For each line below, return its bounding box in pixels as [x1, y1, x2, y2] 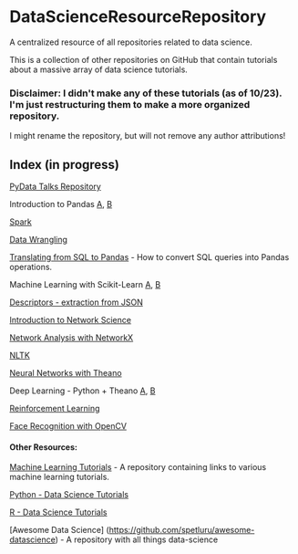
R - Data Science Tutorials [9, 507, 108, 517]
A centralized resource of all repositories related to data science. [9, 37, 252, 47]
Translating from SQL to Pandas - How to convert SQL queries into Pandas [9, 252, 290, 263]
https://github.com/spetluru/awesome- [108, 525, 255, 536]
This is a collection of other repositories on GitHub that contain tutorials [9, 54, 278, 65]
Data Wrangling [9, 235, 68, 246]
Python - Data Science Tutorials [9, 489, 129, 500]
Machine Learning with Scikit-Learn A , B [9, 279, 161, 290]
